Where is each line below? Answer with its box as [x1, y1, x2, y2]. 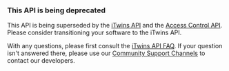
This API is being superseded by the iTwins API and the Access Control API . [7, 21, 223, 30]
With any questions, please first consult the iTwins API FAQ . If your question [7, 42, 223, 50]
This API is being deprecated [7, 6, 106, 15]
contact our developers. [7, 57, 76, 65]
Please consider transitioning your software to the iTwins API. [7, 28, 182, 37]
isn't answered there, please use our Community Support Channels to [7, 49, 206, 57]
